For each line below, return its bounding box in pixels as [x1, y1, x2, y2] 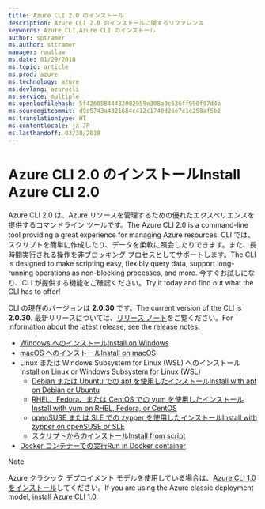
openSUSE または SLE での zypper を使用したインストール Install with [31, 413, 258, 422]
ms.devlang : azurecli [8, 85, 80, 93]
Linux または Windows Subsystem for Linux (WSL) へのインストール [19, 357, 241, 368]
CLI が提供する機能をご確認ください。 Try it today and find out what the [21, 277, 254, 287]
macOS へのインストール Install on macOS [19, 348, 157, 357]
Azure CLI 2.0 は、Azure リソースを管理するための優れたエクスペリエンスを [8, 210, 256, 220]
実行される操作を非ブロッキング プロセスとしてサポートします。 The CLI [21, 250, 257, 259]
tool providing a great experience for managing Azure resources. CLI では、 [8, 230, 255, 239]
